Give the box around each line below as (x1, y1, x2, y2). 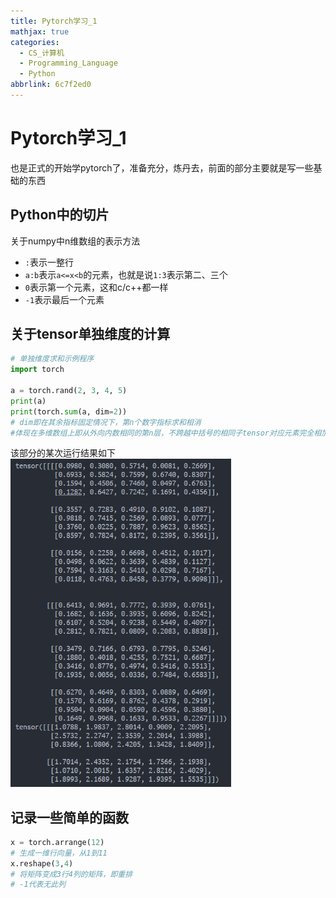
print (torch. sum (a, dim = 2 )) (10, 406, 128, 417)
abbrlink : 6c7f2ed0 (10, 80, 92, 90)
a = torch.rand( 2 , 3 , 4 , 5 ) (10, 386, 128, 396)
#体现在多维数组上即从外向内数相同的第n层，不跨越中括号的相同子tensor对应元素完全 (10, 428, 315, 438)
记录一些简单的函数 (10, 809, 129, 826)
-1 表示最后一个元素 (24, 293, 105, 305)
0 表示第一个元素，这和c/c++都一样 (24, 281, 169, 293)
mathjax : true (10, 26, 70, 37)
